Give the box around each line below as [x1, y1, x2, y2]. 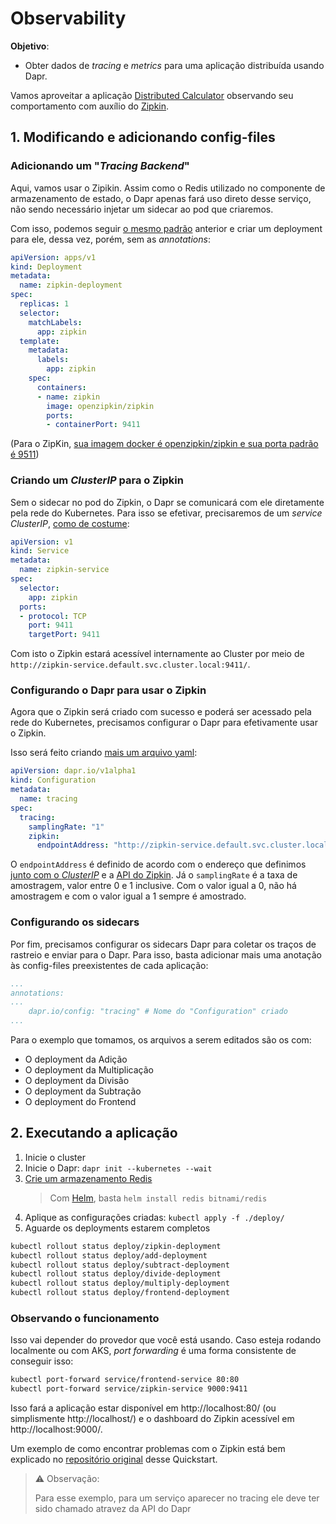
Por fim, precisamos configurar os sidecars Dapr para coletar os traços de [10, 938, 317, 950]
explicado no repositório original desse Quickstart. [10, 1453, 218, 1466]
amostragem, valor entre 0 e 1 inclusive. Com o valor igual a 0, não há [10, 880, 297, 892]
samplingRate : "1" [28, 822, 105, 832]
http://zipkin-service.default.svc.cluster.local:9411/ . [10, 658, 251, 671]
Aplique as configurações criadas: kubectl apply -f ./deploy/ [24, 1211, 285, 1223]
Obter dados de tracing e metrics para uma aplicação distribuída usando [24, 59, 325, 71]
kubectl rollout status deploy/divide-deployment [10, 1269, 222, 1279]
